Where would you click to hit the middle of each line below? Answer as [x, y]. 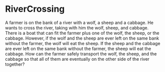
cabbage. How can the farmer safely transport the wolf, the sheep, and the [81, 54]
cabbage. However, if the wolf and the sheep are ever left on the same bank [82, 38]
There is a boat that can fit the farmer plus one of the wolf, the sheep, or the [82, 33]
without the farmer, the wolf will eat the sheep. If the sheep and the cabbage [83, 43]
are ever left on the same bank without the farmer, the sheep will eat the [78, 48]
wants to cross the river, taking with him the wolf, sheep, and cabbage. [77, 27]
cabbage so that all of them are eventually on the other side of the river [77, 59]
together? [15, 64]
